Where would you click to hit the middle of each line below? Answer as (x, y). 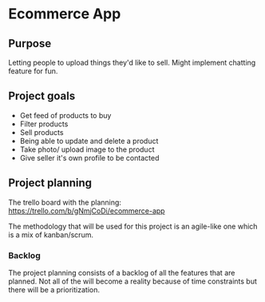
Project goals (42, 96)
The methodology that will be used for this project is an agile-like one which (133, 226)
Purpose (30, 44)
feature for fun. (33, 71)
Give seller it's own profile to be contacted (89, 157)
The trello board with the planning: (65, 202)
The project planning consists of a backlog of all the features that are (122, 272)
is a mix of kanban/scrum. (51, 234)
